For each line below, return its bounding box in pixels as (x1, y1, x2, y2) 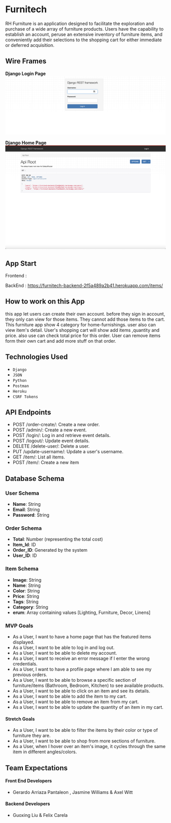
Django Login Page (5, 70, 46, 76)
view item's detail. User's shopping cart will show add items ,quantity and (5, 327, 160, 333)
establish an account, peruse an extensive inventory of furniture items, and (5, 31, 163, 37)
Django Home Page (5, 139, 47, 146)
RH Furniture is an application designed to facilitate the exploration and (5, 20, 154, 27)
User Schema (5, 490, 40, 497)
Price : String (12, 593, 40, 599)
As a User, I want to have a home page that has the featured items (12, 634, 152, 639)
